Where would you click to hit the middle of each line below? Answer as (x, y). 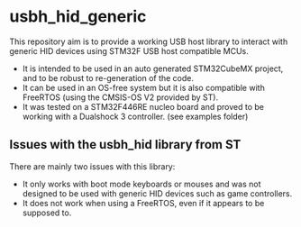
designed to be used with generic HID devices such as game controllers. (157, 193)
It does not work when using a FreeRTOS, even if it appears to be (143, 203)
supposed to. (47, 213)
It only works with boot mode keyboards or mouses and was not (141, 184)
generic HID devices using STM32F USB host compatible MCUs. (129, 50)
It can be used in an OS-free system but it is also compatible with (144, 87)
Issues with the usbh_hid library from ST (125, 145)
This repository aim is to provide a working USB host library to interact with (149, 41)
